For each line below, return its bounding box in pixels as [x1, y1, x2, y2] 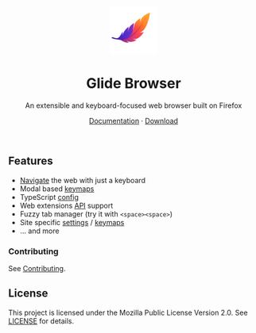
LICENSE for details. [8, 316, 75, 326]
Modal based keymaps [19, 184, 95, 193]
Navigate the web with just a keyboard [19, 175, 145, 185]
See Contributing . [8, 264, 66, 274]
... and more [19, 226, 60, 235]
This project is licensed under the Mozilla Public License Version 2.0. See [8, 308, 248, 317]
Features [8, 155, 53, 168]
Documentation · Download [88, 116, 179, 125]
